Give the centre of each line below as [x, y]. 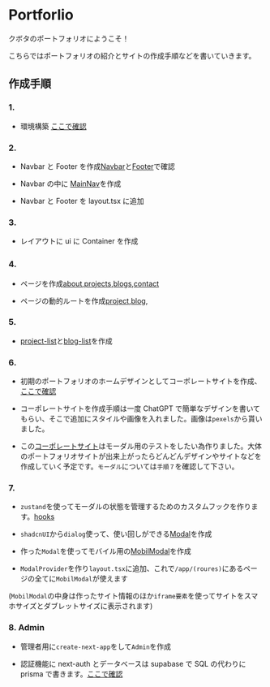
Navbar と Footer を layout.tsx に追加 [82, 201]
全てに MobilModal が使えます [81, 579]
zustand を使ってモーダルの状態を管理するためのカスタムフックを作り [135, 507]
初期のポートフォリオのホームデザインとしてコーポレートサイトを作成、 [141, 381]
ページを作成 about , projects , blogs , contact [90, 283]
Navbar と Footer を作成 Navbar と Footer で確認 [98, 166]
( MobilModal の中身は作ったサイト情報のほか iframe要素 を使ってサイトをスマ [133, 596]
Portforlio [41, 15]
